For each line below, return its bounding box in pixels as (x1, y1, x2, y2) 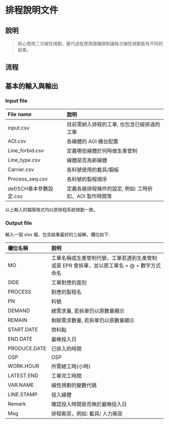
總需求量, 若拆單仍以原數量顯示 (51, 308, 125, 315)
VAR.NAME (8, 382, 34, 389)
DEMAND (8, 307, 30, 314)
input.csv (8, 125, 30, 132)
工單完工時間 (51, 373, 82, 380)
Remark (8, 400, 26, 407)
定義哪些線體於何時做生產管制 (66, 147, 137, 154)
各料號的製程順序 (66, 176, 107, 183)
